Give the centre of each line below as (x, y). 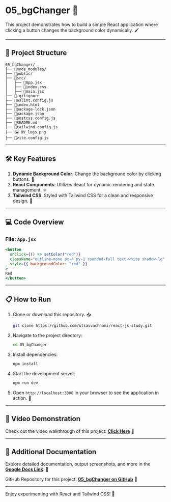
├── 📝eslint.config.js (29, 100)
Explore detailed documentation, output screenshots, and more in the (78, 464)
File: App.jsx (21, 239)
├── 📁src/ (16, 78)
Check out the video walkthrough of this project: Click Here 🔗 (70, 431)
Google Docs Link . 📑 (27, 469)
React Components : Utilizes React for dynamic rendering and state (83, 184)
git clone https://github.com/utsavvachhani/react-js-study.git (82, 326)
